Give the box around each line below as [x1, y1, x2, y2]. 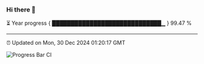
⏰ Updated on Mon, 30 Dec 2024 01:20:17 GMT [6, 39, 126, 46]
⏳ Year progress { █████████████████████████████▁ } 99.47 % [6, 19, 192, 27]
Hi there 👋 [6, 5, 36, 14]
